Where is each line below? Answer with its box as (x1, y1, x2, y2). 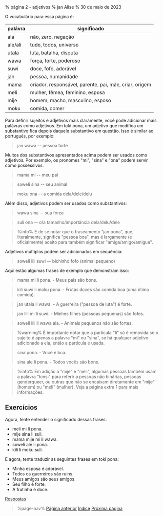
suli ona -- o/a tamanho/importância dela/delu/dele (17, 220, 120, 225)
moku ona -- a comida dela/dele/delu (17, 191, 92, 197)
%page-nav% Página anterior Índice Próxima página (17, 505, 123, 511)
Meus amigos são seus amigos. (12, 476, 76, 482)
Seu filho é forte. (12, 481, 46, 487)
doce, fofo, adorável (30, 66, 77, 72)
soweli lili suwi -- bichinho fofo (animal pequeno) (17, 258, 116, 264)
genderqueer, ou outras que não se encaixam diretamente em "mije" (17, 379, 155, 384)
